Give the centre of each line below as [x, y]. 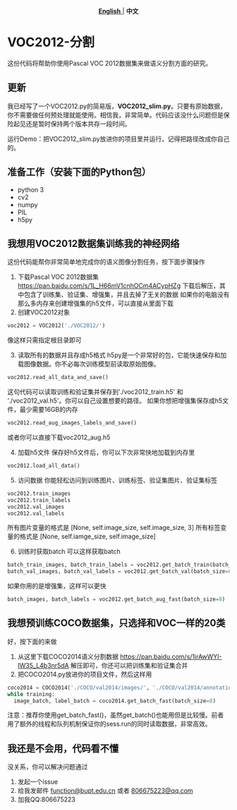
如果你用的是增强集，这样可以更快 [57, 586]
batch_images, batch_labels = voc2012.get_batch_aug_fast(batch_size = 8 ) [116, 600]
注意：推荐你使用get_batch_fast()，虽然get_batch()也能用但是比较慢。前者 [116, 715]
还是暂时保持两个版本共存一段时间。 [78, 124]
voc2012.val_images [36, 507]
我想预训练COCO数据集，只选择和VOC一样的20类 [116, 623]
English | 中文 [119, 11]
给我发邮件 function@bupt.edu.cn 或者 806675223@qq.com [105, 791]
